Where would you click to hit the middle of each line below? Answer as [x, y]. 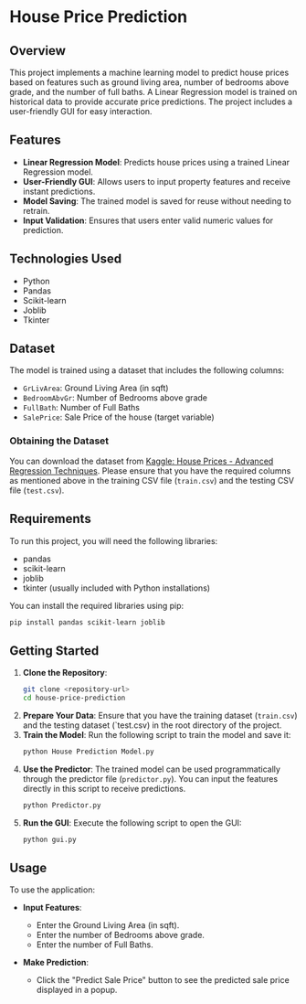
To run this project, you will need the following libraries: [114, 540]
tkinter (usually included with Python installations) [116, 588]
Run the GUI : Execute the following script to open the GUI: [132, 822]
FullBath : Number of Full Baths [81, 408]
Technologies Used [65, 259]
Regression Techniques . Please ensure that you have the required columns [150, 470]
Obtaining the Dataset [59, 441]
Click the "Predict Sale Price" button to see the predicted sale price [163, 980]
